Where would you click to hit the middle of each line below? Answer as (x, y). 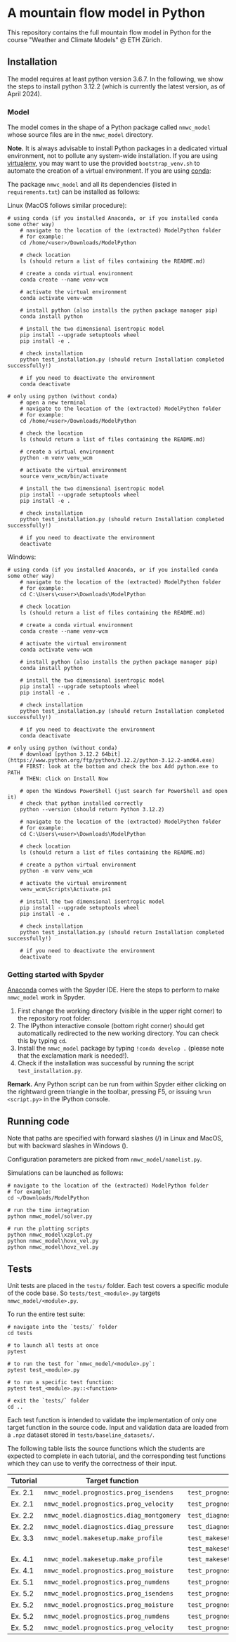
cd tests (20, 1333)
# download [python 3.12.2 (59, 754)
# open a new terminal (53, 403)
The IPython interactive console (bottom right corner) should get (111, 1026)
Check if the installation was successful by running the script (106, 1063)
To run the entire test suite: (46, 1314)
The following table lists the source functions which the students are (106, 1448)
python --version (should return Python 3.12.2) (92, 810)
